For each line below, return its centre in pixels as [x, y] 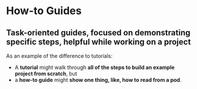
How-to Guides [44, 11]
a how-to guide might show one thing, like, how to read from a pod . [98, 80]
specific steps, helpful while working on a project [98, 42]
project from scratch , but [46, 74]
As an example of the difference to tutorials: [60, 56]
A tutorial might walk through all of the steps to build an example [95, 67]
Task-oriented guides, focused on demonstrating [98, 33]
